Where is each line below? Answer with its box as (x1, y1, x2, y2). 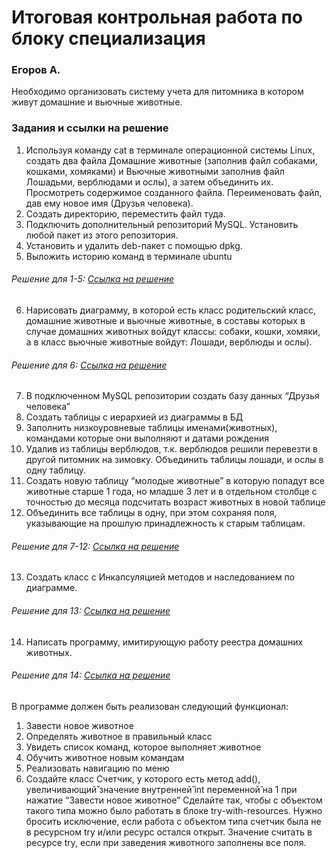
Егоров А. (11, 63, 61, 77)
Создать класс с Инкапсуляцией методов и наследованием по (25, 571, 296, 583)
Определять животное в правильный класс (25, 730, 213, 742)
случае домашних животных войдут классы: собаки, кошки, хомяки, (25, 325, 321, 337)
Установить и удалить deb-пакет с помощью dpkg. (25, 239, 243, 251)
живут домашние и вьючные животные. (11, 96, 183, 108)
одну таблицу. (25, 464, 87, 476)
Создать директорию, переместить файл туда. (25, 207, 226, 220)
